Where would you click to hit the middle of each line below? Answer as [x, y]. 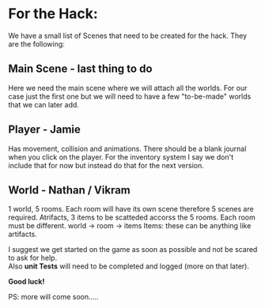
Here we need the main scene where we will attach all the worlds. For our [128, 88]
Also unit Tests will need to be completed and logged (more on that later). [129, 266]
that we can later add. [44, 104]
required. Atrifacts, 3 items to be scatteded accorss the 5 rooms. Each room [132, 217]
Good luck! [26, 282]
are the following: [36, 43]
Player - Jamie [45, 130]
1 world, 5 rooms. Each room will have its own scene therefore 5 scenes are [131, 209]
